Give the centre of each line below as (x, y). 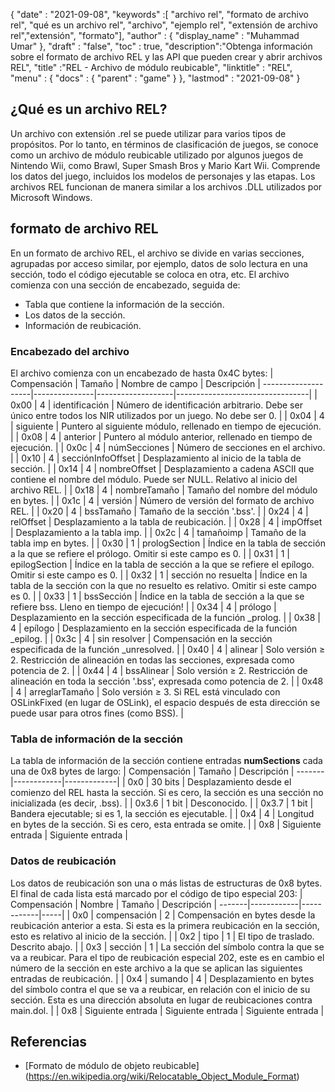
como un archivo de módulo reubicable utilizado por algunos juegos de (157, 155)
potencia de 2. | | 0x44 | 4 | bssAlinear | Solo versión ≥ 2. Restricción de (159, 670)
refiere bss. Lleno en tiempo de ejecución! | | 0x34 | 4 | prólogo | (143, 606)
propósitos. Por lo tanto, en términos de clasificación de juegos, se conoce (164, 144)
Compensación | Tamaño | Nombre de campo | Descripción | (135, 383)
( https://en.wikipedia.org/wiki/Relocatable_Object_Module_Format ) (162, 1076)
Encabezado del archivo (70, 351)
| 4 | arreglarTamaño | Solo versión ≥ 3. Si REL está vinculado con (145, 691)
